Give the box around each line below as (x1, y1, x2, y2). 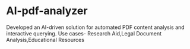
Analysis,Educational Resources (6, 36, 85, 43)
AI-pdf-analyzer (6, 4, 88, 18)
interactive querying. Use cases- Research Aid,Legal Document (6, 30, 162, 37)
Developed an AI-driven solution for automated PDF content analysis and (6, 24, 185, 31)
